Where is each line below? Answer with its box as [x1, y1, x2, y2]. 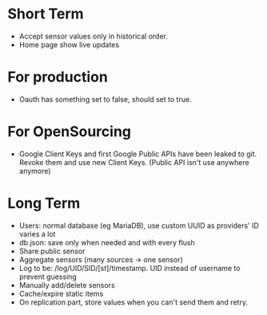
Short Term [7, 5, 85, 23]
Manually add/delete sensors [18, 280, 115, 289]
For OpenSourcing [7, 123, 132, 141]
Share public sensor [18, 246, 86, 256]
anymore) [18, 166, 51, 176]
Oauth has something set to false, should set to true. [18, 94, 193, 104]
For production [7, 68, 109, 87]
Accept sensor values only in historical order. [18, 31, 169, 41]
